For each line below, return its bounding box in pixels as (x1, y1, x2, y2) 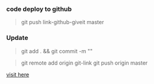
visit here (6, 71, 30, 78)
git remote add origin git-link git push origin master (21, 59, 148, 66)
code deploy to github (6, 5, 72, 13)
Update (6, 34, 28, 42)
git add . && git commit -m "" (21, 47, 93, 54)
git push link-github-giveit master (21, 19, 104, 26)
